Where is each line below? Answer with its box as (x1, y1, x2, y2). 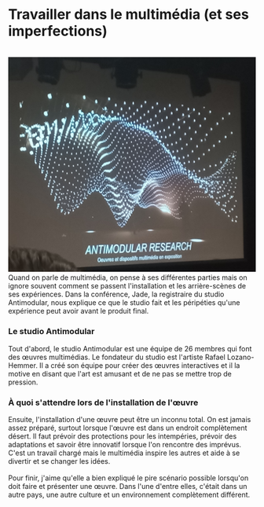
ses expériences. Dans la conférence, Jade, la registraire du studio (8, 289, 225, 299)
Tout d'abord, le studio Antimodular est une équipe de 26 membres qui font (8, 344, 252, 353)
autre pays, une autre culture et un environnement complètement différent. (8, 490, 251, 500)
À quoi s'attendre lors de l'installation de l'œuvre (8, 397, 199, 408)
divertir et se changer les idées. (8, 457, 111, 466)
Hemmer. (8, 360, 38, 370)
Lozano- (226, 352, 255, 362)
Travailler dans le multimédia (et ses (8, 6, 249, 24)
